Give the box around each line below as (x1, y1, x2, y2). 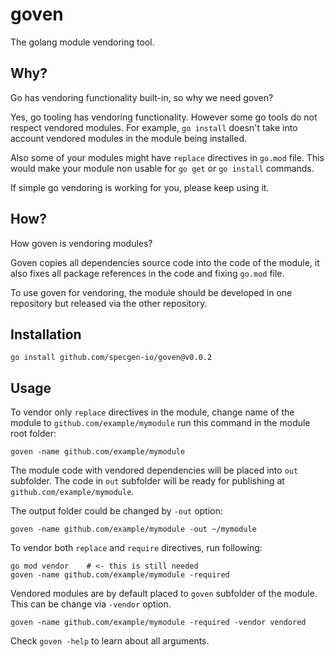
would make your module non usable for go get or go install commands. (10, 162, 315, 174)
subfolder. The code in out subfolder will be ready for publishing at (10, 475, 285, 487)
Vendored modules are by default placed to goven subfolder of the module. (10, 588, 318, 600)
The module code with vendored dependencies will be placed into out (10, 464, 299, 477)
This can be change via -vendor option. (10, 598, 172, 610)
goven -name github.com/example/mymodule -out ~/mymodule (10, 524, 257, 535)
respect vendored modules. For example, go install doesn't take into (10, 121, 298, 133)
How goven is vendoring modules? (10, 237, 153, 249)
